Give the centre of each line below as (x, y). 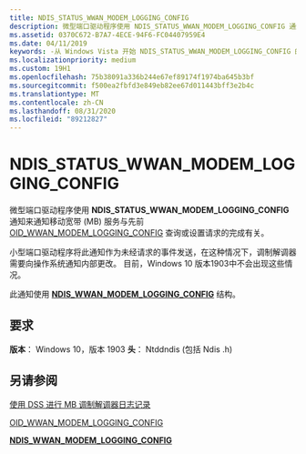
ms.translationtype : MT (55, 94)
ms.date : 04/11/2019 (49, 43)
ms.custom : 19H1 (40, 69)
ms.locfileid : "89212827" (58, 119)
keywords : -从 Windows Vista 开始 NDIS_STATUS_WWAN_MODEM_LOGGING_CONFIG (150, 52)
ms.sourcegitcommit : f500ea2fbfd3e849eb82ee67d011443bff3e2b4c (132, 86)
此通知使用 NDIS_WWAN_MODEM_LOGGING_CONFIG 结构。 (125, 294)
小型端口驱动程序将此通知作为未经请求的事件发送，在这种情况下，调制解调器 (153, 252)
